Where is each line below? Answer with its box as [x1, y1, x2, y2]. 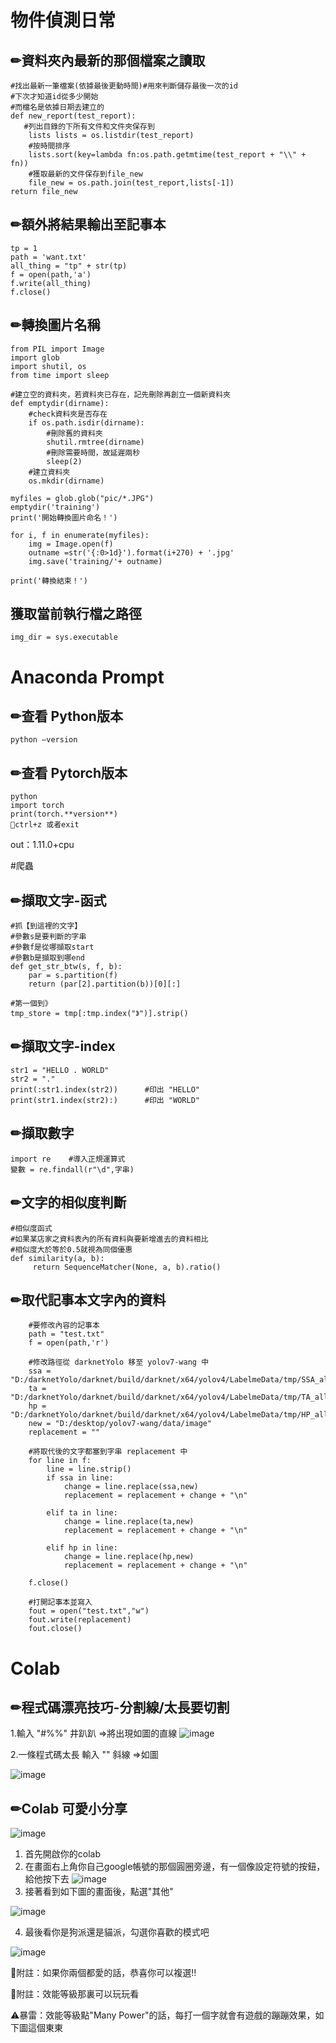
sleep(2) [46, 456, 83, 466]
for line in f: [28, 1456, 92, 1466]
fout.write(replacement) [28, 1615, 132, 1625]
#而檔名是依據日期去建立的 [10, 102, 105, 112]
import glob [10, 352, 60, 363]
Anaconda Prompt [10, 666, 165, 688]
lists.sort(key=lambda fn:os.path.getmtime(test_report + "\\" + [28, 150, 307, 160]
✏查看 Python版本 [10, 708, 123, 725]
